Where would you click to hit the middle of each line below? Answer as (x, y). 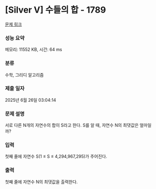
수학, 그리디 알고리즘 (24, 75)
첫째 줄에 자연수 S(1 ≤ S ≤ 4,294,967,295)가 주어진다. (56, 157)
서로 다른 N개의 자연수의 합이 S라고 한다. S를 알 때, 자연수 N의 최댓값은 (72, 125)
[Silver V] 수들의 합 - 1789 (56, 10)
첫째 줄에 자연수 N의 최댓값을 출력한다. (42, 182)
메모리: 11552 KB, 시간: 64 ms (34, 49)
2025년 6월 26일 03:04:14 (31, 100)
